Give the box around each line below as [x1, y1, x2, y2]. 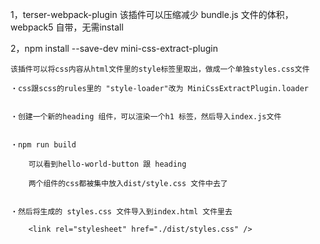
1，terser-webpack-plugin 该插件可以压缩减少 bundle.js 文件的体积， [10, 9, 294, 20]
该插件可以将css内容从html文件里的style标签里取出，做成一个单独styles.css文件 [10, 64, 310, 74]
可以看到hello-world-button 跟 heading [28, 159, 187, 169]
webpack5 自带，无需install [10, 21, 124, 33]
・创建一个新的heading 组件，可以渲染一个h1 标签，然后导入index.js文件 [10, 112, 282, 122]
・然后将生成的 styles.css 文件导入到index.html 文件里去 [10, 207, 233, 217]
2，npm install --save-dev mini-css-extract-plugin [10, 43, 218, 54]
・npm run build [10, 140, 77, 150]
